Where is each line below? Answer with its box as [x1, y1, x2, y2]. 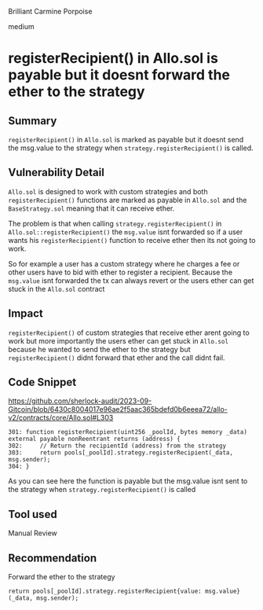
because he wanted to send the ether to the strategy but [8, 344, 191, 354]
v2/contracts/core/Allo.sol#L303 [8, 413, 114, 423]
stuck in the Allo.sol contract [8, 284, 105, 293]
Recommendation [8, 551, 97, 564]
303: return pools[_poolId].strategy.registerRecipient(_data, [8, 449, 234, 457]
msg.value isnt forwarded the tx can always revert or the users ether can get [8, 275, 254, 285]
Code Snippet [8, 376, 77, 389]
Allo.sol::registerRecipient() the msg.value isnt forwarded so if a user [8, 227, 243, 237]
